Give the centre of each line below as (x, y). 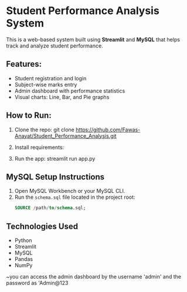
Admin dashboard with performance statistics (70, 91)
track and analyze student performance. (55, 46)
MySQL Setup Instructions (55, 177)
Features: (24, 64)
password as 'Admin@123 (37, 283)
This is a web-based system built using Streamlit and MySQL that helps (93, 39)
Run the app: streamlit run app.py (55, 158)
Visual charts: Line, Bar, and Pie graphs (62, 97)
